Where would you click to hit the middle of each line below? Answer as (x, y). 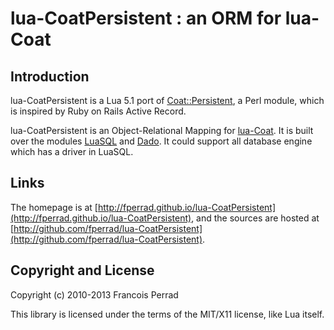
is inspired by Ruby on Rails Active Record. (98, 111)
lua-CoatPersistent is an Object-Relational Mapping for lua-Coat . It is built (162, 130)
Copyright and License (82, 270)
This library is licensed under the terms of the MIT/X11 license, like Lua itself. (167, 314)
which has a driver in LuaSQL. (72, 151)
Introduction (50, 76)
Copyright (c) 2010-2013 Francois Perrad (94, 294)
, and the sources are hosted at (255, 218)
